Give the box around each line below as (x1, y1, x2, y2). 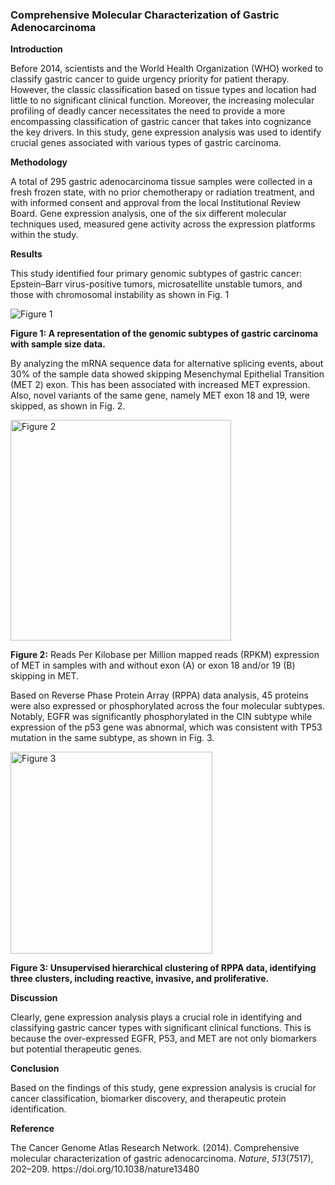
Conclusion (10, 1063, 60, 1075)
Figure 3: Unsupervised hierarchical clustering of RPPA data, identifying (10, 962, 317, 974)
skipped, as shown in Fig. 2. (10, 400, 126, 412)
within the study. (10, 229, 79, 241)
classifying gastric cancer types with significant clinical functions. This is (10, 1022, 312, 1034)
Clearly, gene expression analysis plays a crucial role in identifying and (10, 1011, 303, 1023)
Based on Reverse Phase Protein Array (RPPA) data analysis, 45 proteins (10, 689, 309, 702)
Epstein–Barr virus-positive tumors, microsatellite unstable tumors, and (10, 278, 303, 290)
